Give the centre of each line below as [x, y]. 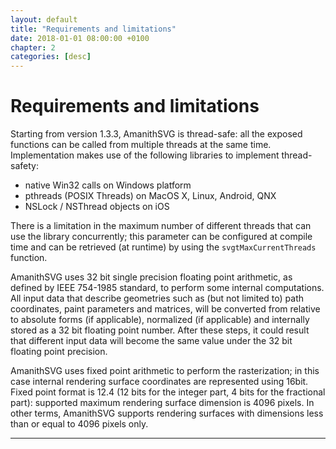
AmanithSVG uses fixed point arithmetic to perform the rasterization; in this [165, 371]
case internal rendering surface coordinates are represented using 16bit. [159, 382]
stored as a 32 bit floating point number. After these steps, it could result [160, 330]
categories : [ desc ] [51, 57]
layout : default [44, 19]
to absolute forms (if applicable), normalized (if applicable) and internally [160, 320]
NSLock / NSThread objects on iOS [97, 207]
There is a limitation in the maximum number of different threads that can [161, 226]
